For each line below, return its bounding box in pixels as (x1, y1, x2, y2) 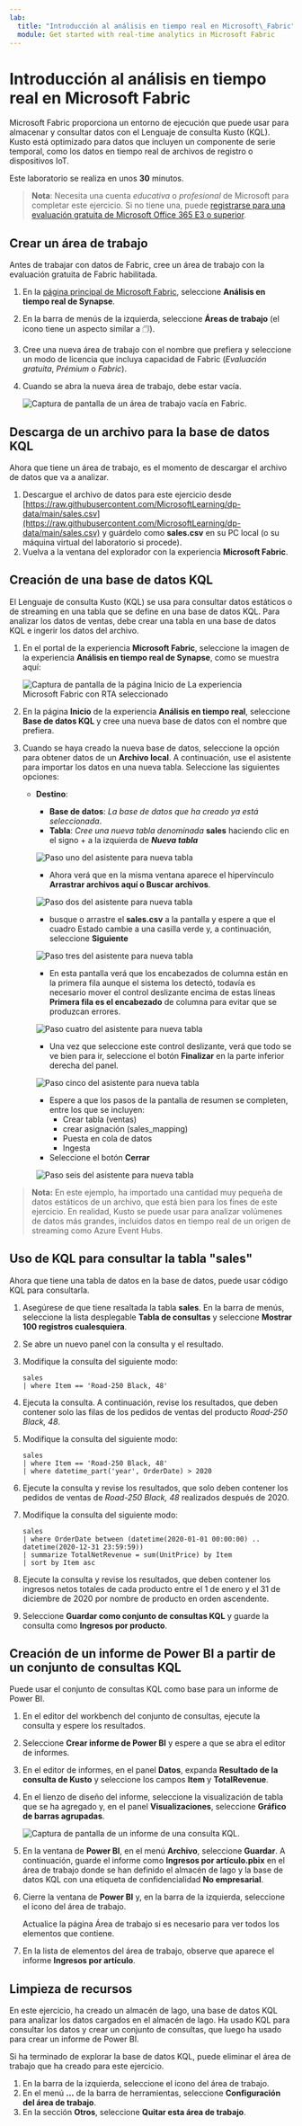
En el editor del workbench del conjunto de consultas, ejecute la (22, 1711, 261, 1721)
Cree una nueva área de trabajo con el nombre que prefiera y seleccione (22, 344, 292, 355)
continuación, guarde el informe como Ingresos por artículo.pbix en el (22, 1855, 286, 1866)
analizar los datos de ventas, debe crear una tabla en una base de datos (9, 615, 277, 626)
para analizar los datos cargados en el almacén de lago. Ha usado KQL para (9, 2015, 290, 2025)
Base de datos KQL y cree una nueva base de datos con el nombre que (22, 716, 288, 726)
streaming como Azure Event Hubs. (31, 1224, 164, 1236)
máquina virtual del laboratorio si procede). (22, 537, 182, 547)
